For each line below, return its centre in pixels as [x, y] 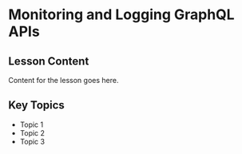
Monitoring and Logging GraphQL [121, 15]
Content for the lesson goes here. [63, 80]
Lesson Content [49, 61]
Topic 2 [32, 132]
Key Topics [37, 105]
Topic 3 [32, 141]
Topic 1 [32, 124]
